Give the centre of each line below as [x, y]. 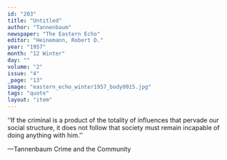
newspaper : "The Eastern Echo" [54, 34]
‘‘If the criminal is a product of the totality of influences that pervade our [113, 120]
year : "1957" [27, 47]
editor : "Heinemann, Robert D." [55, 41]
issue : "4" [24, 73]
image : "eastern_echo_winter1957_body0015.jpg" [80, 87]
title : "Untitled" [35, 21]
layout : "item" [30, 100]
